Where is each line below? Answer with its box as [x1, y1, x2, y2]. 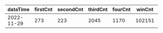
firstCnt [34, 6, 53, 12]
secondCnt [57, 6, 83, 12]
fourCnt [112, 6, 131, 12]
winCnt [136, 6, 154, 12]
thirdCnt [88, 6, 108, 12]
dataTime [7, 6, 30, 12]
